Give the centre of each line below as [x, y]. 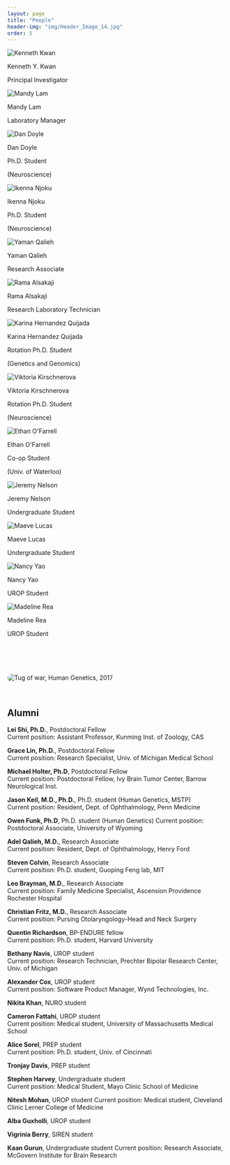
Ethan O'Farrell [29, 445]
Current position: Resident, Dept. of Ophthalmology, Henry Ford [99, 849]
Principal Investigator [38, 80]
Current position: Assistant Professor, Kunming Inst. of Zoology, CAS [106, 737]
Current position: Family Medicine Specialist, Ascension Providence [104, 891]
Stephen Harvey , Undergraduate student [66, 1079]
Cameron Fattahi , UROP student [54, 1016]
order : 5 [20, 33]
